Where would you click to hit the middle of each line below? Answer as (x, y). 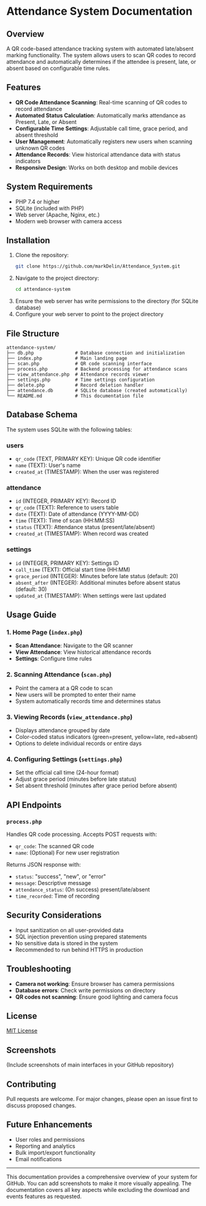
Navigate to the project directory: (57, 278)
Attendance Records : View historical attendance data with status (98, 154)
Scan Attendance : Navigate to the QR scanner (74, 646)
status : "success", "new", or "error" (60, 876)
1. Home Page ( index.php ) (44, 632)
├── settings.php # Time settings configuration (81, 380)
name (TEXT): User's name (48, 465)
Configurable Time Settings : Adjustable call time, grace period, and (101, 128)
